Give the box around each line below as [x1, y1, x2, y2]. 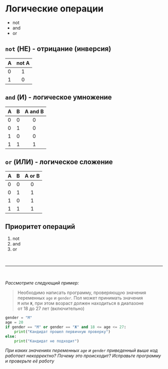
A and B [24, 108, 44, 115]
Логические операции [5, 3, 103, 14]
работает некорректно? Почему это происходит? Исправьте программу [5, 353, 161, 359]
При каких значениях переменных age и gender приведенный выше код [5, 347, 158, 353]
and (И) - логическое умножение [5, 93, 112, 101]
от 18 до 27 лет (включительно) [17, 305, 85, 311]
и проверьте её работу [5, 358, 54, 364]
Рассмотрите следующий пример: [5, 280, 79, 286]
